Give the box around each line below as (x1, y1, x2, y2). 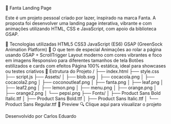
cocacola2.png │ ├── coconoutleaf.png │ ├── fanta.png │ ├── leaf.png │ (5, 79, 164, 85)
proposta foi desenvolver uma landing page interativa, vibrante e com (5, 20, 152, 26)
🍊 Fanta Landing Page (5, 5, 52, 11)
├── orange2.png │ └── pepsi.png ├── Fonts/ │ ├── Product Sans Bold (5, 90, 161, 96)
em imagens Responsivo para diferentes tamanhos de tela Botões (5, 57, 144, 64)
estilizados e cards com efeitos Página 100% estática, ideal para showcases (5, 63, 166, 69)
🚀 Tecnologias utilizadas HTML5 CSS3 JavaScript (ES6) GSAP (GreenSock (5, 41, 163, 47)
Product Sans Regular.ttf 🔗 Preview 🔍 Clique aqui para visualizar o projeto (5, 101, 162, 107)
